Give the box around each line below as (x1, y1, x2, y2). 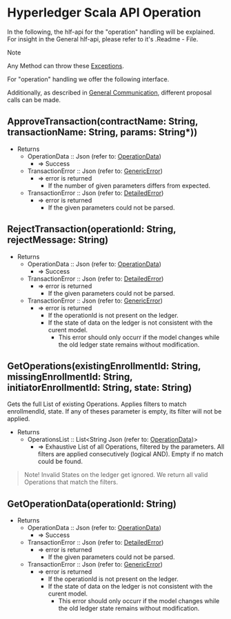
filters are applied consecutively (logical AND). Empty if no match (37, 450, 224, 458)
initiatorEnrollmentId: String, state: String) (7, 381, 192, 394)
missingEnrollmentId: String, (7, 371, 133, 383)
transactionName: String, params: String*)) (7, 126, 198, 139)
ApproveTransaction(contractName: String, (7, 116, 199, 128)
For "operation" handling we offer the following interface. (7, 74, 170, 83)
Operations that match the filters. (23, 478, 119, 487)
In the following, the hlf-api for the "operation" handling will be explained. (7, 28, 215, 36)
